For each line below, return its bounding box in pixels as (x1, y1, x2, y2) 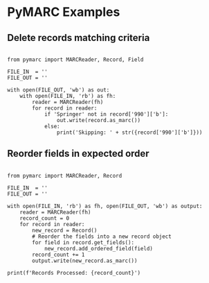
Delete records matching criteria (7, 32, 150, 44)
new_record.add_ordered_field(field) (44, 245, 154, 252)
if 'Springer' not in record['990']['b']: (44, 111, 169, 118)
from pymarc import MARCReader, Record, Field (7, 56, 144, 63)
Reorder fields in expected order (7, 148, 150, 160)
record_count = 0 (19, 214, 70, 222)
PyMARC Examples (7, 4, 120, 20)
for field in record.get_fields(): (32, 239, 135, 246)
